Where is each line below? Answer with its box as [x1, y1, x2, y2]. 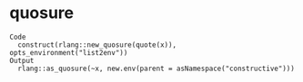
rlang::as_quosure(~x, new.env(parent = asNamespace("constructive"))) [17, 64, 296, 73]
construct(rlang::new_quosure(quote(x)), [17, 40, 177, 50]
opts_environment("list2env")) [9, 48, 128, 57]
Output [9, 56, 35, 65]
